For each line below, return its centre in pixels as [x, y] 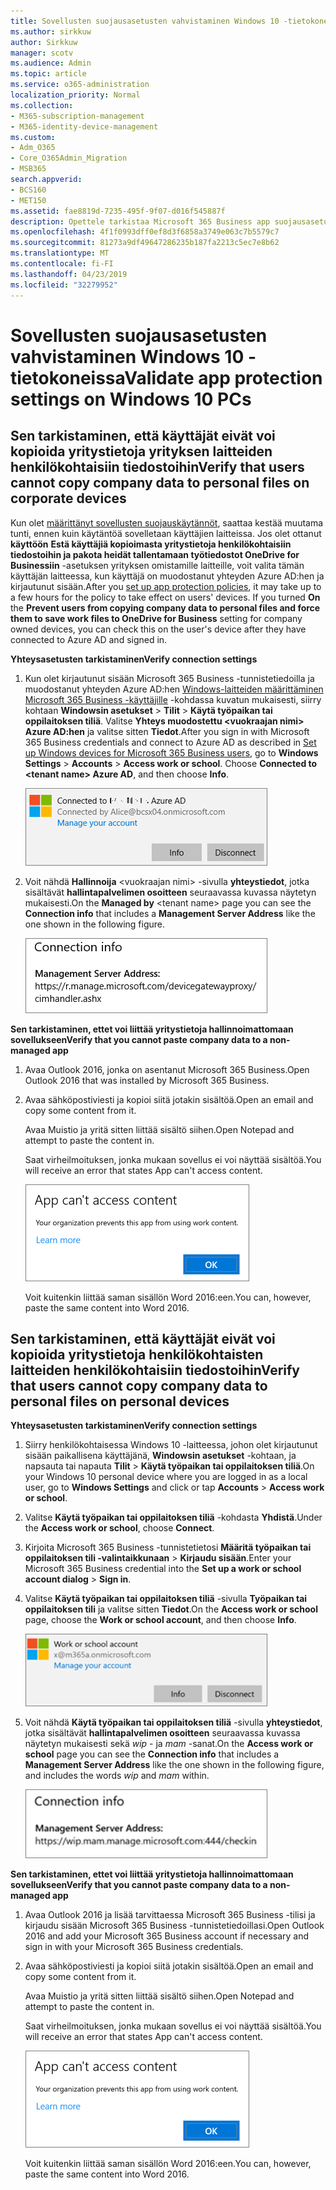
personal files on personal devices [120, 1401]
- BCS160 [28, 190]
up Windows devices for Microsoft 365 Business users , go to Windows [171, 752]
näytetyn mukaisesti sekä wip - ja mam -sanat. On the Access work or [169, 1744]
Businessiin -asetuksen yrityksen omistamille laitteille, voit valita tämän [157, 565]
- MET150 [28, 200]
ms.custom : [33, 137]
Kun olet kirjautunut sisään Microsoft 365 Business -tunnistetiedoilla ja [169, 678]
